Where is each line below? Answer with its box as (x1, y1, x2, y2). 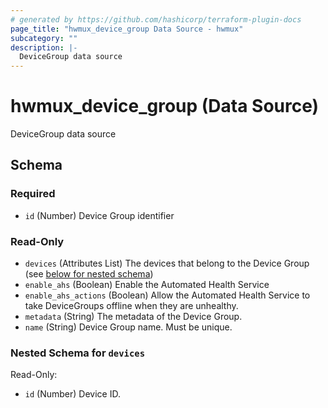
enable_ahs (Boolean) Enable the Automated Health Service (24, 279, 270, 291)
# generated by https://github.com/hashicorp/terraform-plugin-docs (10, 14, 302, 25)
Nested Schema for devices (10, 346, 146, 360)
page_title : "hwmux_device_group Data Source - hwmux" (10, 24, 244, 34)
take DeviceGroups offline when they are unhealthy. (24, 300, 239, 312)
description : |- (10, 42, 78, 53)
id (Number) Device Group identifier (24, 209, 175, 221)
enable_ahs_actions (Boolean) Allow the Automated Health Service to (24, 289, 311, 301)
